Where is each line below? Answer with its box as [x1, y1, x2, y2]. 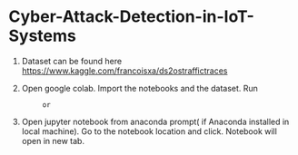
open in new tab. [21, 135, 85, 146]
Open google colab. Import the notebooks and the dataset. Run [21, 82, 258, 93]
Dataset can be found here [21, 55, 123, 66]
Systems [8, 25, 76, 46]
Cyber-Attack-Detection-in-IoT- [8, 6, 255, 27]
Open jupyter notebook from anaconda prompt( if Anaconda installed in [21, 116, 290, 127]
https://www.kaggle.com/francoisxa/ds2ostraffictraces [21, 65, 228, 76]
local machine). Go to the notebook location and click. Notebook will [21, 125, 278, 137]
